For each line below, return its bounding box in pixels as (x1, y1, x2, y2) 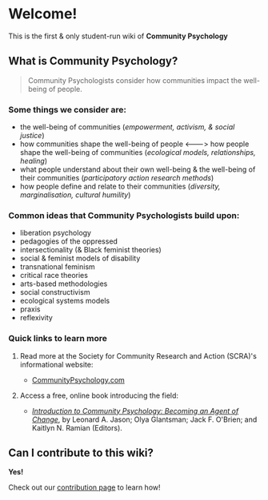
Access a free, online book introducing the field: (19, 391, 178, 400)
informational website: (19, 359, 94, 369)
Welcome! (8, 5, 78, 23)
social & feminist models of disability (19, 253, 141, 264)
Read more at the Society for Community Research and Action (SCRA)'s (19, 351, 258, 360)
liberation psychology (19, 228, 92, 238)
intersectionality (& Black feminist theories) (19, 245, 162, 255)
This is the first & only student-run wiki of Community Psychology (8, 31, 228, 41)
